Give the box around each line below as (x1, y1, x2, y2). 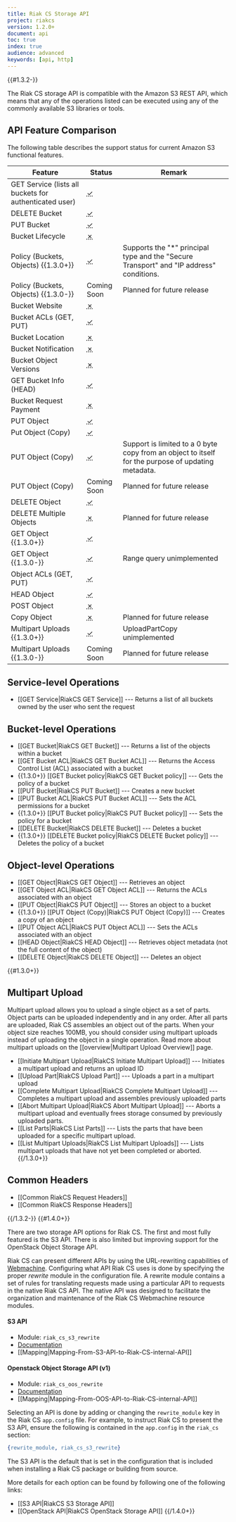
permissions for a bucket (17, 802, 90, 810)
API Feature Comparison (7, 125, 117, 137)
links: (7, 1485, 23, 1494)
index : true (7, 43, 42, 50)
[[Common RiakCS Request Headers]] (17, 1193, 128, 1201)
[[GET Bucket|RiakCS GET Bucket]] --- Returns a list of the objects (17, 742, 211, 750)
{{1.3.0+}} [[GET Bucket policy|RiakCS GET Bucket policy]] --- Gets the (17, 772, 223, 780)
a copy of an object (17, 916, 74, 924)
